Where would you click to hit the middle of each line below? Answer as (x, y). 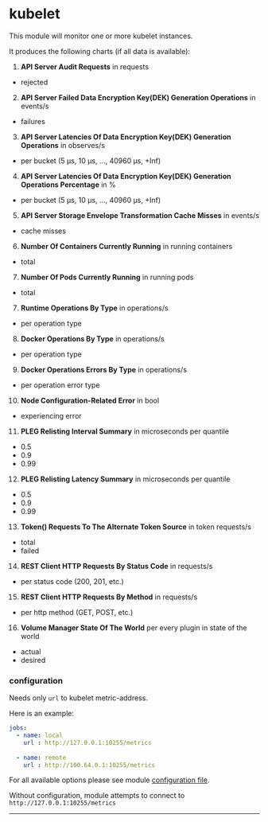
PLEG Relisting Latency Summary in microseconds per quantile (125, 479)
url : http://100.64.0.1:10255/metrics (89, 765)
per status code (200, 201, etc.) (72, 581)
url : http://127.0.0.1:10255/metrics (87, 742)
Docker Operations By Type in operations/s (93, 338)
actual (31, 651)
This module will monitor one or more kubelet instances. (101, 36)
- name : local (39, 736)
